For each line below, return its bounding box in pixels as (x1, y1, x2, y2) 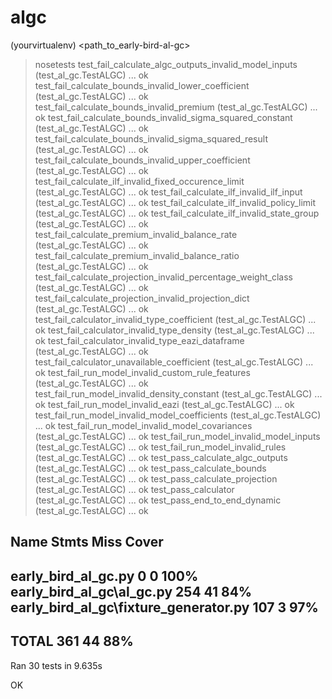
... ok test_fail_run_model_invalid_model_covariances (34, 419, 253, 431)
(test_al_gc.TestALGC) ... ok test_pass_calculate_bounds (34, 462, 267, 474)
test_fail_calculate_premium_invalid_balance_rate (34, 228, 238, 240)
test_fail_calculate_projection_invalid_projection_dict (34, 292, 250, 304)
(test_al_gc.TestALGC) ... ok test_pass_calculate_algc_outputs (34, 451, 288, 463)
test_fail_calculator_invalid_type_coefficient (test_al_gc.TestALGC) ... (34, 313, 317, 325)
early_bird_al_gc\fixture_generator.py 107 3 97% (10, 599, 319, 616)
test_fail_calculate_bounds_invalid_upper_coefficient (34, 154, 251, 166)
